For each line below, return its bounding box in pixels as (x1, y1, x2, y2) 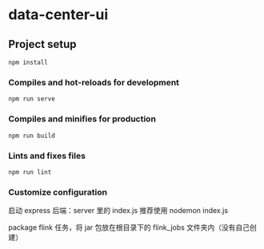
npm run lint (8, 168, 52, 176)
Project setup (8, 38, 78, 51)
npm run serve (8, 95, 56, 103)
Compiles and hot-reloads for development (8, 77, 180, 88)
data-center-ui (8, 6, 109, 24)
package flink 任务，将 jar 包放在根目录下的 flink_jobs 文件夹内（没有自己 (8, 223, 250, 232)
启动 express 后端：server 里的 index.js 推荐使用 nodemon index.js (8, 206, 229, 215)
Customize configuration (8, 186, 108, 197)
